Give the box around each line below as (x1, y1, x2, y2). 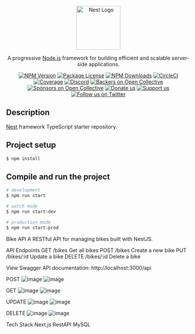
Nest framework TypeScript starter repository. (6, 123, 118, 130)
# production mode (6, 219, 51, 225)
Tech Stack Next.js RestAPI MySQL (6, 321, 91, 328)
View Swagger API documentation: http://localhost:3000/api (6, 264, 152, 271)
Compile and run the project (6, 171, 110, 181)
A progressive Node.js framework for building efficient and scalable (7, 54, 171, 61)
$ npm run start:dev (6, 208, 57, 215)
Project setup (6, 140, 57, 150)
